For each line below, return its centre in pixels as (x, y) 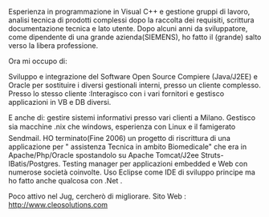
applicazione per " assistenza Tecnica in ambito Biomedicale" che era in (128, 147)
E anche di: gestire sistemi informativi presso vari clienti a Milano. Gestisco (132, 118)
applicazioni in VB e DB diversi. (60, 102)
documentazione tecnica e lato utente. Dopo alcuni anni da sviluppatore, (128, 28)
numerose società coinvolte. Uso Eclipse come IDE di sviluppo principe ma (132, 172)
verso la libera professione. (53, 46)
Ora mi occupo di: (38, 61)
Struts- (212, 155)
